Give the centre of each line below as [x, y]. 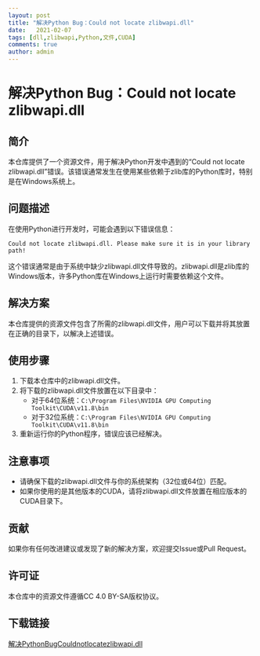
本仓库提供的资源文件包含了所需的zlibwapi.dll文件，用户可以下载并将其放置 [129, 324]
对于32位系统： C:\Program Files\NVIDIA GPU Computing [121, 417]
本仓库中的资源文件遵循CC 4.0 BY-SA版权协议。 [86, 596]
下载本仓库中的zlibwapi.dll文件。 [72, 381]
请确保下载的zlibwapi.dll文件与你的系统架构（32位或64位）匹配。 [125, 482]
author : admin [31, 52]
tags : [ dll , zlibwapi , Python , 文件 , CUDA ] [72, 37]
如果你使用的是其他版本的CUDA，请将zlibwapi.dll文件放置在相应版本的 [133, 491]
